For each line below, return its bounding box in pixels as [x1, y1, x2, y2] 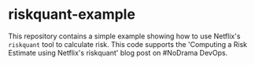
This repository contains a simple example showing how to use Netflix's [8, 31, 241, 41]
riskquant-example [8, 5, 136, 23]
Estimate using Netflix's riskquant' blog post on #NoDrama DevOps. [8, 48, 228, 57]
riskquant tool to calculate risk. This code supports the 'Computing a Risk [8, 39, 248, 49]
